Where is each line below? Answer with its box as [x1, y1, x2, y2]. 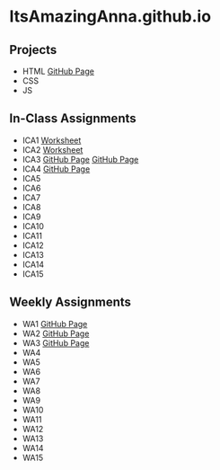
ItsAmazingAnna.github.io [9, 6, 212, 27]
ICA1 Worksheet [22, 135, 82, 146]
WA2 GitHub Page [22, 328, 90, 339]
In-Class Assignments [9, 111, 136, 127]
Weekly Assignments [9, 295, 132, 310]
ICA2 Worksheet [22, 144, 84, 155]
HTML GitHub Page [22, 66, 94, 76]
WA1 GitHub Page [22, 318, 88, 329]
